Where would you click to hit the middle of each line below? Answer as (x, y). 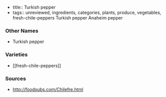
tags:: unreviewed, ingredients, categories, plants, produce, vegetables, (87, 12)
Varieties (16, 54)
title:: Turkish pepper (34, 7)
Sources (16, 78)
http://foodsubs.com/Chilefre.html (48, 89)
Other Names (22, 30)
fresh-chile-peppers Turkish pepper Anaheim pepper (68, 18)
